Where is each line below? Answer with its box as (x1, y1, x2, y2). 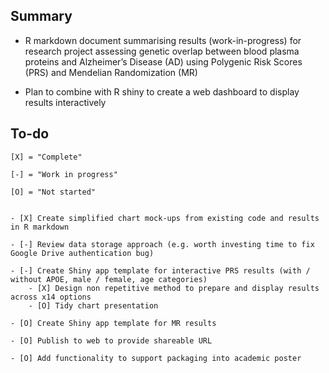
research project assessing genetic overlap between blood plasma (24, 45, 300, 57)
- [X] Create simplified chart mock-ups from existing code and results (10, 213, 320, 223)
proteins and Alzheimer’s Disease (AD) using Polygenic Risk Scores (24, 55, 303, 68)
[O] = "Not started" (10, 187, 97, 197)
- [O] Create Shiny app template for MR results (10, 318, 217, 328)
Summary (10, 8, 73, 25)
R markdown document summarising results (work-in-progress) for (24, 34, 302, 46)
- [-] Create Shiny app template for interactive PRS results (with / (10, 265, 311, 276)
